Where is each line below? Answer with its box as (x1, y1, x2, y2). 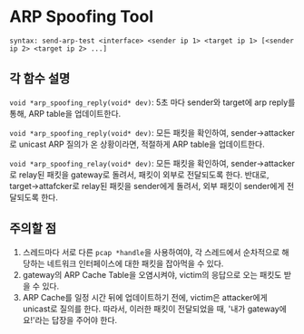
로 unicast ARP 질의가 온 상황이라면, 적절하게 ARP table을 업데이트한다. (9, 138, 265, 149)
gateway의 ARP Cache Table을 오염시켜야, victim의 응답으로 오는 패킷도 (22, 269, 282, 280)
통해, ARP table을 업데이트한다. (9, 108, 122, 119)
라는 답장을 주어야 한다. (34, 314, 118, 325)
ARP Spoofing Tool (9, 6, 154, 27)
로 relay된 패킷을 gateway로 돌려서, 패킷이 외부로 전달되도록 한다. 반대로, (9, 169, 270, 180)
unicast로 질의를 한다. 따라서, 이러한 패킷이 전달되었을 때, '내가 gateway (22, 303, 279, 314)
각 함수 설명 (9, 71, 71, 87)
